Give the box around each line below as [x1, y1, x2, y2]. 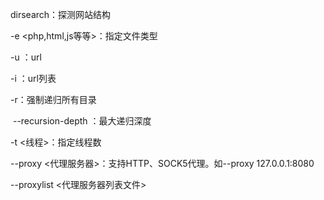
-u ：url [10, 51, 42, 63]
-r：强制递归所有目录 [10, 94, 97, 105]
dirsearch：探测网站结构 [10, 9, 112, 20]
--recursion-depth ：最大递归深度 [12, 115, 152, 127]
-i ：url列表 [10, 73, 57, 84]
